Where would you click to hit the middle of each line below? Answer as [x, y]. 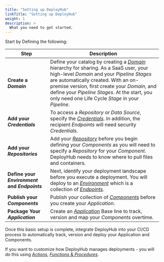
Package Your [24, 211]
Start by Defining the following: [36, 41]
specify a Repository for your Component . [98, 151]
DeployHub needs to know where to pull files [101, 157]
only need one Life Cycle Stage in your [94, 99]
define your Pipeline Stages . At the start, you [101, 92]
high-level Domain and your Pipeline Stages [101, 74]
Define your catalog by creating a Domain [98, 62]
